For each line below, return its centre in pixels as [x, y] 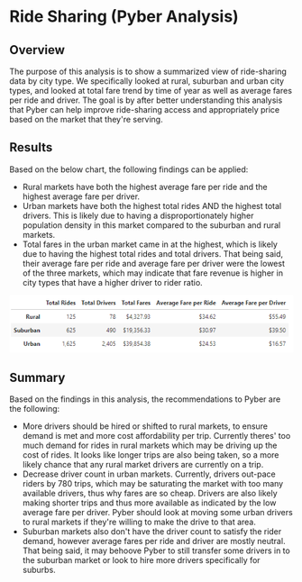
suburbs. [39, 570]
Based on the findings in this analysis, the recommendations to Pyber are [145, 399]
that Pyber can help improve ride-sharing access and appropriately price [145, 109]
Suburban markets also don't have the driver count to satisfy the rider [152, 532]
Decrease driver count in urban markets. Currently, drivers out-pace [149, 474]
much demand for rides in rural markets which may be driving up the [150, 446]
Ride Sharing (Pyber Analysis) [124, 17]
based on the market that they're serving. [87, 119]
